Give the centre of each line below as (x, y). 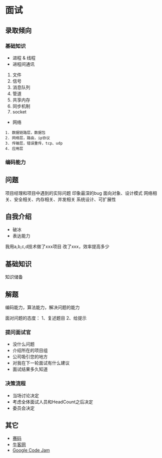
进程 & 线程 (24, 58)
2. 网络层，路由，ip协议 (27, 138)
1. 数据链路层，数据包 (25, 133)
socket (19, 111)
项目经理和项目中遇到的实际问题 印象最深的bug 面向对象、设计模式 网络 (79, 193)
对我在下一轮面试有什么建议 (41, 363)
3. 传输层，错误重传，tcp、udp (34, 143)
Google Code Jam (31, 450)
